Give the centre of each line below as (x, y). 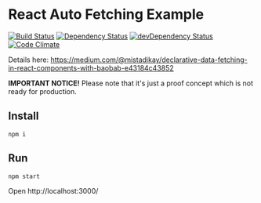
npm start (24, 176)
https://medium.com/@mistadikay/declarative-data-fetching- (149, 60)
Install (24, 116)
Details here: (29, 60)
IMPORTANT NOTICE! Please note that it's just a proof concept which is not (130, 83)
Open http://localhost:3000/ (53, 190)
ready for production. (42, 91)
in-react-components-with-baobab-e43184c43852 (91, 67)
